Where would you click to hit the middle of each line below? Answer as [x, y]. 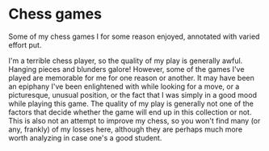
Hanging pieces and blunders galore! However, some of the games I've [126, 69]
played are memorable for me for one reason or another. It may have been [131, 78]
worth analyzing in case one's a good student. [85, 137]
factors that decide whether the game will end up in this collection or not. [130, 112]
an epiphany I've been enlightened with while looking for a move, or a [124, 86]
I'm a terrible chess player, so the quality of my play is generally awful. [126, 61]
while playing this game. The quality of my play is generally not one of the [131, 103]
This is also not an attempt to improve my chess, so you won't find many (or [134, 120]
